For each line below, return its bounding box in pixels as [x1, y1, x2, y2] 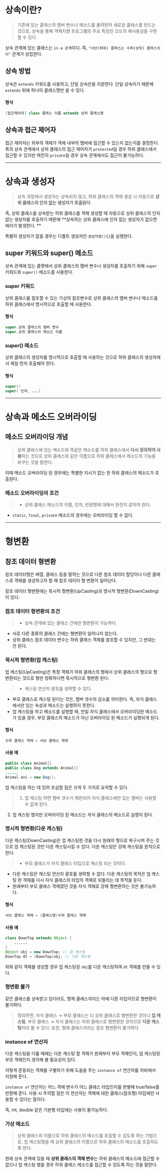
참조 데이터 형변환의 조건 [5, 608, 60, 615]
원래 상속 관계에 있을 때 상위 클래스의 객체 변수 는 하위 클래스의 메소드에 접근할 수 [5, 1156, 160, 1162]
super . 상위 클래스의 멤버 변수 [5, 325, 59, 330]
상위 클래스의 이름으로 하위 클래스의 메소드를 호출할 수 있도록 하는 [17, 1133, 144, 1139]
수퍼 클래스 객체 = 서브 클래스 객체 [5, 738, 68, 743]
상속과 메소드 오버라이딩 [5, 412, 97, 423]
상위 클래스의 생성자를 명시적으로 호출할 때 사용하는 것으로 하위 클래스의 [5, 354, 144, 360]
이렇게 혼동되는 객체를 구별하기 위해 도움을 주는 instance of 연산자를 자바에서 [5, 1067, 156, 1073]
